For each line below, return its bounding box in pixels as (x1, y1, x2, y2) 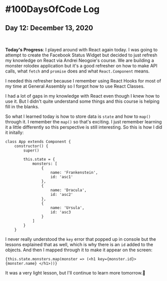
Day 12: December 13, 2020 (5, 24, 93, 32)
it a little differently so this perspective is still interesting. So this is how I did (5, 124, 162, 130)
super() (23, 148, 39, 153)
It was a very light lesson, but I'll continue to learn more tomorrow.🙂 (5, 270, 146, 275)
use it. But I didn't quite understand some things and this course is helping (5, 98, 160, 104)
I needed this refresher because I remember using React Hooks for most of (5, 78, 161, 84)
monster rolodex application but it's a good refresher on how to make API (5, 63, 158, 68)
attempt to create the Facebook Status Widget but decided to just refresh (5, 52, 157, 58)
